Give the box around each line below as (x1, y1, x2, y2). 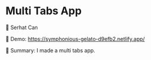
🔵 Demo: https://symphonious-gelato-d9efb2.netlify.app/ (5, 35, 145, 42)
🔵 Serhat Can (5, 24, 38, 31)
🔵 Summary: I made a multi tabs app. (5, 46, 95, 54)
